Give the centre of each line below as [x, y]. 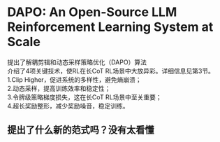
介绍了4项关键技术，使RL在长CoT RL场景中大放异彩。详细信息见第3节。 [111, 71]
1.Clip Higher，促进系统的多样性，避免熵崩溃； [74, 79]
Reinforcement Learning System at [110, 27]
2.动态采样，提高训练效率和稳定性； [59, 88]
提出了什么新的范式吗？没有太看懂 [81, 130]
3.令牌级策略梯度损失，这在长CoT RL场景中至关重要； [85, 97]
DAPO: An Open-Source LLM [92, 12]
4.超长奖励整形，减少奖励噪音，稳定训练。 [68, 106]
